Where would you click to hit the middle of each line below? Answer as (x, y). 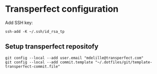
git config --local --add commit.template (49, 62)
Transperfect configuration (62, 9)
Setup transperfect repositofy (52, 47)
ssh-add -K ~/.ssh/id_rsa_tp (35, 31)
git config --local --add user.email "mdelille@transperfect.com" (74, 58)
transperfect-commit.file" (33, 66)
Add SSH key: (19, 23)
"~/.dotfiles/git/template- (124, 62)
